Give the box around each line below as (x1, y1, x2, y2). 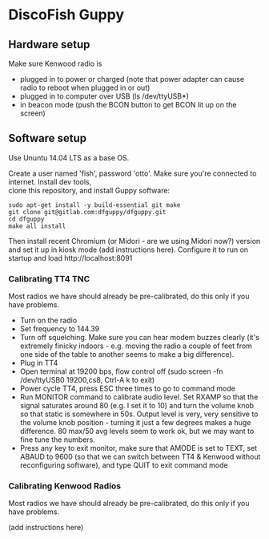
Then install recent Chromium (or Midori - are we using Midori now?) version (8, 236, 261, 245)
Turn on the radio (19, 315, 78, 326)
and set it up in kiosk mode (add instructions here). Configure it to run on (8, 245, 249, 254)
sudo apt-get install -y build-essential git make (8, 201, 181, 209)
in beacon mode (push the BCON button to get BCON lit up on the (19, 100, 237, 109)
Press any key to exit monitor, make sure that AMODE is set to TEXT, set (19, 444, 258, 453)
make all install (8, 222, 66, 230)
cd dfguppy (8, 215, 45, 223)
